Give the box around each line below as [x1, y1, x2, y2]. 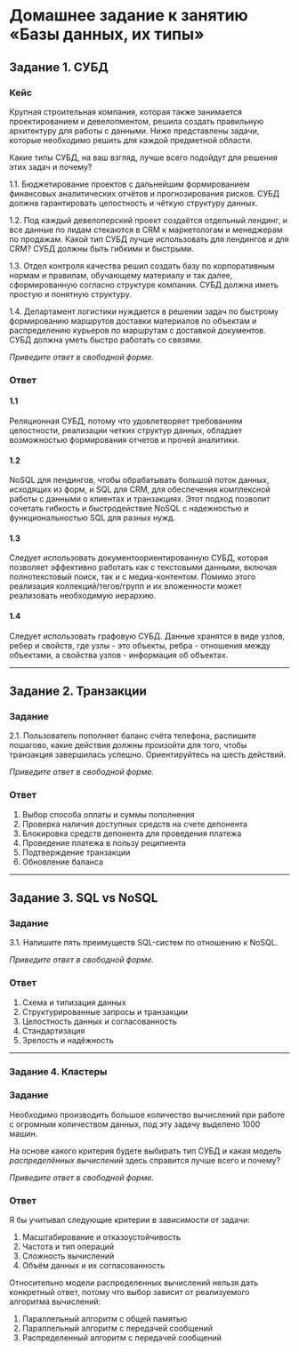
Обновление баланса [21, 856, 104, 867]
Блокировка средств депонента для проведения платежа [21, 828, 242, 839]
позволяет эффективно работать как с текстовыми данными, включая [9, 562, 278, 573]
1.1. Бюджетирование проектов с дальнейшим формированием [9, 179, 250, 189]
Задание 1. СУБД [9, 60, 109, 75]
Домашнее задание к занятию [9, 5, 249, 26]
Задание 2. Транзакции [9, 684, 147, 698]
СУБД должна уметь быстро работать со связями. [9, 334, 203, 345]
